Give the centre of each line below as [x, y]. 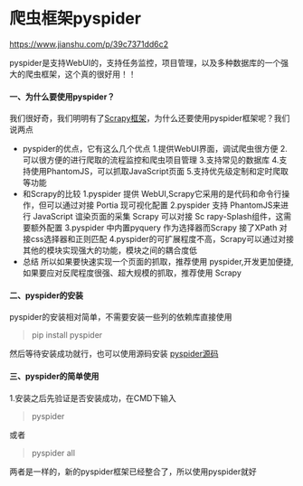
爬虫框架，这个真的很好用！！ [80, 74]
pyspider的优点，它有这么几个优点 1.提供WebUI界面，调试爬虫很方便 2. [155, 149]
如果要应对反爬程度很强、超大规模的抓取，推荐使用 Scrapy [132, 273]
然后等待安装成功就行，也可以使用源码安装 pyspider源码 [114, 354]
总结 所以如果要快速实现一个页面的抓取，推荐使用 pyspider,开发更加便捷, [158, 262]
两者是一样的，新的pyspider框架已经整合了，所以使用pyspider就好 [133, 472]
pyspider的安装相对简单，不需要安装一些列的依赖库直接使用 [121, 317]
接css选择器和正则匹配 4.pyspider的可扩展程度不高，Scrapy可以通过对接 [158, 239]
